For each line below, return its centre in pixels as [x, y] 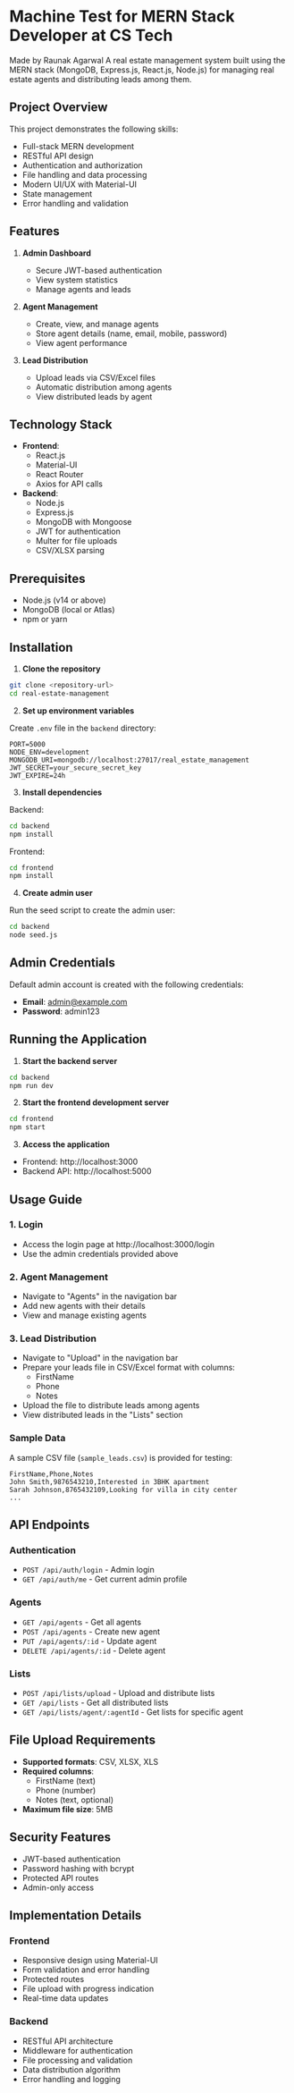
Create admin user [57, 893]
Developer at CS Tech [91, 35]
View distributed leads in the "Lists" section [102, 1415]
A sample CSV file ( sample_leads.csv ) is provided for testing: [121, 1457]
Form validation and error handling [86, 1970]
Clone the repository [61, 669]
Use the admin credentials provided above [100, 1253]
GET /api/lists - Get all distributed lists [95, 1702]
